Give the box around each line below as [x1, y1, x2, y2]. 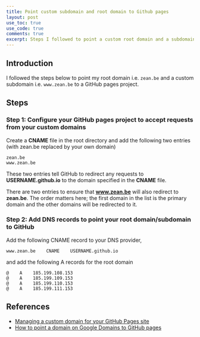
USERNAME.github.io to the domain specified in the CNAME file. [6, 176, 167, 183]
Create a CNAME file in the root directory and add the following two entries [6, 136, 190, 143]
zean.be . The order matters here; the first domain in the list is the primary [6, 194, 187, 201]
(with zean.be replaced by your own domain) [6, 143, 116, 150]
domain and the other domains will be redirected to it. [6, 201, 137, 208]
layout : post [6, 14, 39, 20]
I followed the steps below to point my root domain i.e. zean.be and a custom [6, 74, 194, 81]
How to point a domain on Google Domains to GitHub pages [14, 324, 162, 331]
